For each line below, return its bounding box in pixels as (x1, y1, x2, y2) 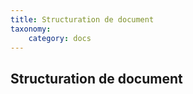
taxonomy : (10, 24, 52, 34)
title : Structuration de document (10, 14, 155, 25)
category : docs (28, 33, 92, 43)
